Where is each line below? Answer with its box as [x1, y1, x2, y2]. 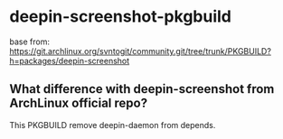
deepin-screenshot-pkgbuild [9, 6, 232, 27]
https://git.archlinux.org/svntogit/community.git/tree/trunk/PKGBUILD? [9, 45, 271, 56]
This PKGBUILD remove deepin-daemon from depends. [9, 119, 216, 130]
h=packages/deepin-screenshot [9, 55, 130, 66]
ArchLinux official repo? [9, 96, 147, 111]
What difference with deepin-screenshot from [9, 81, 275, 97]
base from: [9, 36, 50, 47]
